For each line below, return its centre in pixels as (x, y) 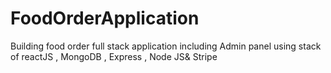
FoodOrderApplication (105, 18)
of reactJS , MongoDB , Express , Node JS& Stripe (114, 56)
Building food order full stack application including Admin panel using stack (166, 46)
